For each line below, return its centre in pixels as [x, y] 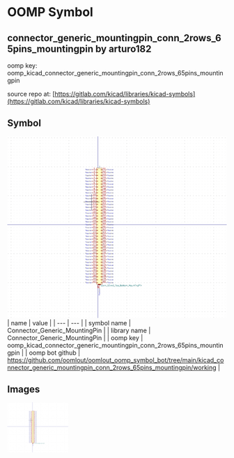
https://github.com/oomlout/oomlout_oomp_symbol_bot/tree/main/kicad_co [116, 360]
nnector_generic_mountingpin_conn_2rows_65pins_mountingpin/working [112, 367]
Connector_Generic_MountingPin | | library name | [79, 330]
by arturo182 [123, 49]
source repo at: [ [31, 94]
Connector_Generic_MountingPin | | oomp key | [75, 338]
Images [24, 389]
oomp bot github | [55, 353]
